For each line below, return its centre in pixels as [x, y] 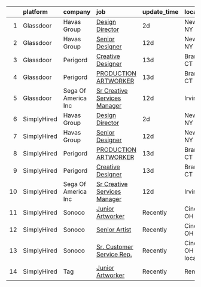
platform [35, 12]
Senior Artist [114, 230]
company [77, 12]
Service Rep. [115, 254]
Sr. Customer [115, 247]
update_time [160, 12]
